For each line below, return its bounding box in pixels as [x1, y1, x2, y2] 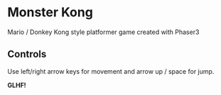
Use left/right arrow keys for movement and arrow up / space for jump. [7, 67, 215, 75]
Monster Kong [7, 4, 94, 21]
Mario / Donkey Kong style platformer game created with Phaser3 [7, 28, 200, 36]
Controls [7, 48, 47, 60]
